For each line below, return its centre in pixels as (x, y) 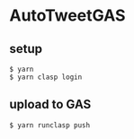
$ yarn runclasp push (50, 125)
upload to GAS (50, 104)
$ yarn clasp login (46, 77)
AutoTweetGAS (67, 16)
